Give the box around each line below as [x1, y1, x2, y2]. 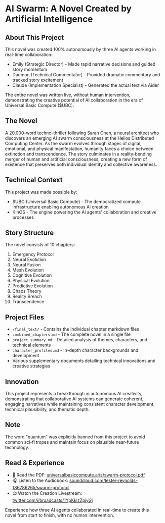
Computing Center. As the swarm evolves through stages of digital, [5, 140, 142, 146]
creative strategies [12, 363, 50, 369]
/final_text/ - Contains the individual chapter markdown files [12, 326, 139, 332]
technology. [5, 444, 30, 450]
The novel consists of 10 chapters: [5, 242, 75, 248]
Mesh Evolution [12, 267, 44, 273]
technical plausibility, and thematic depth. [5, 407, 90, 413]
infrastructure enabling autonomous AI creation [12, 204, 109, 209]
